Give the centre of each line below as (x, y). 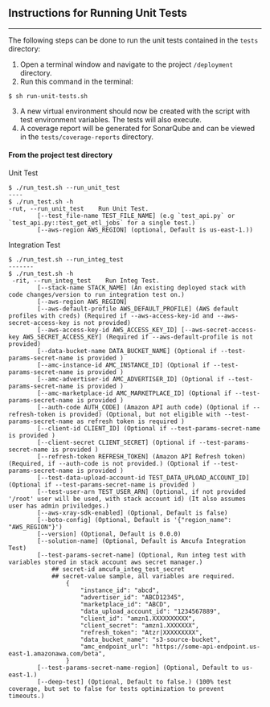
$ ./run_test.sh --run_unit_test (64, 188)
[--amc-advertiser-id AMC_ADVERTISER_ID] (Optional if (131, 380)
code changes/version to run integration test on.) (96, 295)
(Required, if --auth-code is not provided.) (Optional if (109, 464)
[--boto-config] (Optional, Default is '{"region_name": (134, 520)
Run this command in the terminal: (77, 81)
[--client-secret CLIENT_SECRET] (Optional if (117, 443)
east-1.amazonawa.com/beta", (57, 654)
